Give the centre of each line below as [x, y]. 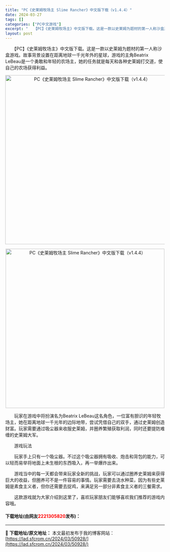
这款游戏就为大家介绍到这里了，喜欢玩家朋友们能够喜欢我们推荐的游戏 [87, 497]
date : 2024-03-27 [24, 15]
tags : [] [14, 19]
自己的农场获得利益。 [27, 68]
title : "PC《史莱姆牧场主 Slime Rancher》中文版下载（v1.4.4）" [69, 10]
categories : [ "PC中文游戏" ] [33, 24]
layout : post [19, 34]
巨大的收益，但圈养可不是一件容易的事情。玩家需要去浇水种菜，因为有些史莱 [85, 480]
